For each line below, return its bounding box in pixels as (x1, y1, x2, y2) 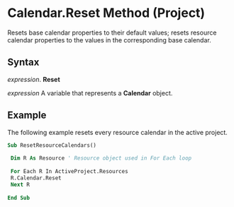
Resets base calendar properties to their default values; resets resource (7, 28, 217, 37)
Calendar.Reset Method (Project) (7, 5, 206, 21)
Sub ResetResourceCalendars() (7, 141, 97, 149)
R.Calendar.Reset (10, 175, 62, 182)
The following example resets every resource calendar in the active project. (7, 128, 228, 136)
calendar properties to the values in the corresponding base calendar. (7, 35, 211, 44)
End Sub (7, 194, 30, 201)
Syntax (7, 57, 40, 69)
